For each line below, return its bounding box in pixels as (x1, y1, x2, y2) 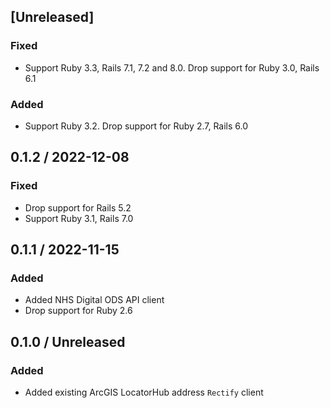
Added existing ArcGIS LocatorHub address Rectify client (24, 386, 264, 399)
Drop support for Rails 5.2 (24, 201, 132, 214)
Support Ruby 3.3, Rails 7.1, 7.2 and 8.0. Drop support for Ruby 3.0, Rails (24, 61, 320, 74)
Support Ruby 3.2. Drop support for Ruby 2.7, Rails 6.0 (24, 120, 249, 132)
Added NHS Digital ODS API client (24, 294, 165, 306)
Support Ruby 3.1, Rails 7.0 (24, 212, 134, 224)
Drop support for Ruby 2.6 (24, 305, 133, 317)
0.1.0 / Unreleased (10, 333, 126, 350)
